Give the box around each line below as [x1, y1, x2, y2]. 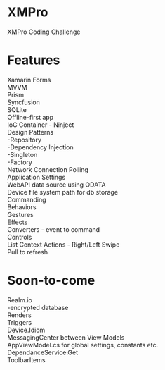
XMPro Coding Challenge [7, 27, 81, 36]
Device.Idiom [7, 326, 46, 334]
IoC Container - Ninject [7, 121, 74, 129]
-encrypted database [7, 303, 69, 312]
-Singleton [7, 150, 38, 159]
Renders [7, 311, 32, 319]
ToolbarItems [7, 355, 46, 364]
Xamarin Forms [7, 75, 51, 84]
